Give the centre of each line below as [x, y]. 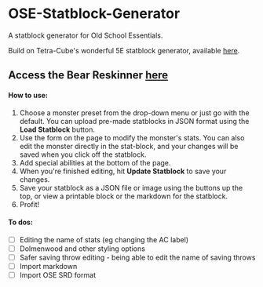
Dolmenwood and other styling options [82, 249]
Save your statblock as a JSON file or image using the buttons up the [131, 187]
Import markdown [48, 266]
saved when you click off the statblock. [83, 154]
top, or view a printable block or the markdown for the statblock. [124, 196]
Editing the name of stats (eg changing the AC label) [104, 239]
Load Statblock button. [57, 129]
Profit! [29, 204]
